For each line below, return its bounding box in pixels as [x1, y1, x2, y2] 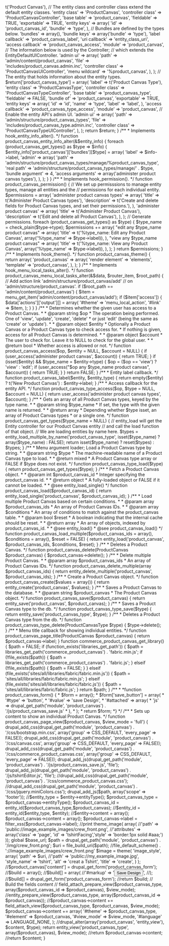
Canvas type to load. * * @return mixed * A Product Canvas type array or [5, 455, 157, 461]
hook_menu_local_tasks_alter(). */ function [5, 267, 94, 273]
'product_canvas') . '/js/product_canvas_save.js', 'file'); [5, 762, 120, 767]
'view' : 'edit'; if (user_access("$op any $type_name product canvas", [5, 364, 150, 370]
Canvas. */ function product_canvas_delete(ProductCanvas [5, 547, 129, 552]
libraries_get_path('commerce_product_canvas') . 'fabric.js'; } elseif [5, 660, 146, 666]
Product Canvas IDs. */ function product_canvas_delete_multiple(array [5, 563, 151, 569]
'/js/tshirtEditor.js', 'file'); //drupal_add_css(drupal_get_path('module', [5, 772, 148, 779]
